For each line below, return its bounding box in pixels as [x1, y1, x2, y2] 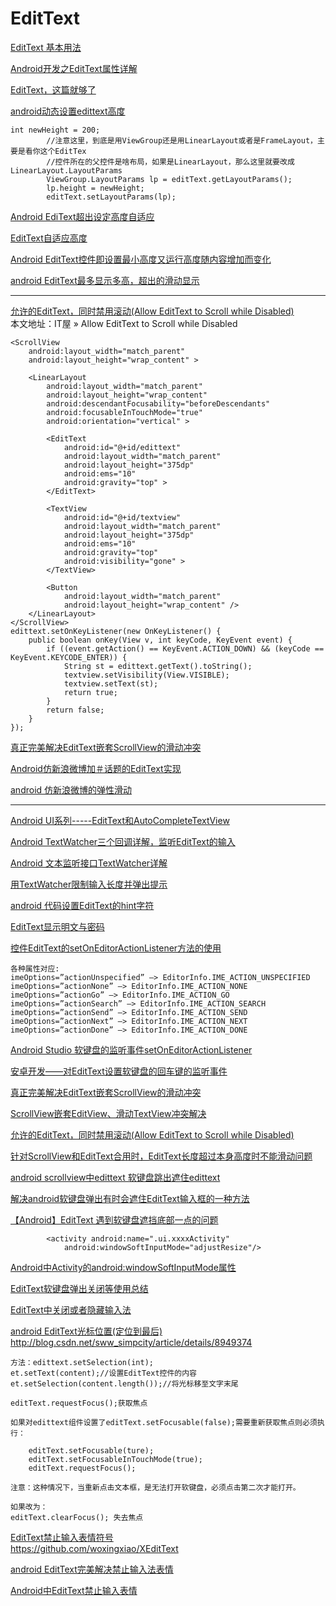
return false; [46, 705, 105, 715]
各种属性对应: [10, 963, 60, 974]
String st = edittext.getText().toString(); [63, 661, 253, 671]
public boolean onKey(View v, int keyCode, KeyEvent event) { [28, 635, 293, 645]
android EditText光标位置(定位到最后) [10, 1325, 163, 1337]
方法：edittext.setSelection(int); [10, 1357, 154, 1367]
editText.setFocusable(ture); [28, 1445, 155, 1456]
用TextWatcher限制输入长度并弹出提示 [10, 878, 168, 890]
